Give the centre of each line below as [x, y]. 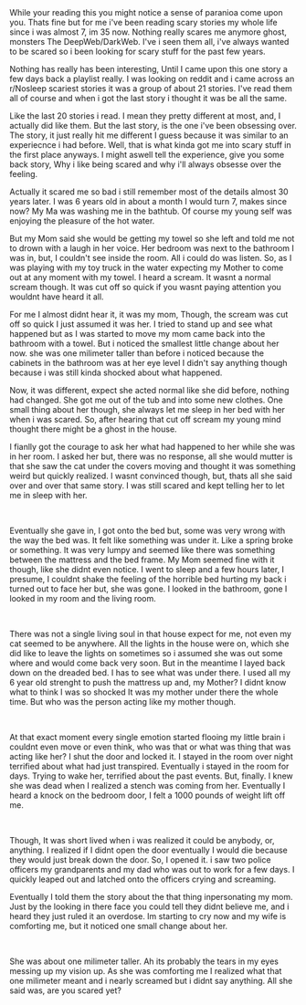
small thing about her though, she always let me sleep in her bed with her [148, 409]
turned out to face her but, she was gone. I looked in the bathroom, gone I [148, 589]
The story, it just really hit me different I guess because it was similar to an [149, 135]
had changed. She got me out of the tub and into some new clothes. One [146, 400]
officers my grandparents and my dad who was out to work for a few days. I [152, 869]
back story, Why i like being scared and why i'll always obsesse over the [145, 164]
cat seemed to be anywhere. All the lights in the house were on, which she [149, 644]
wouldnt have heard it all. [57, 297]
